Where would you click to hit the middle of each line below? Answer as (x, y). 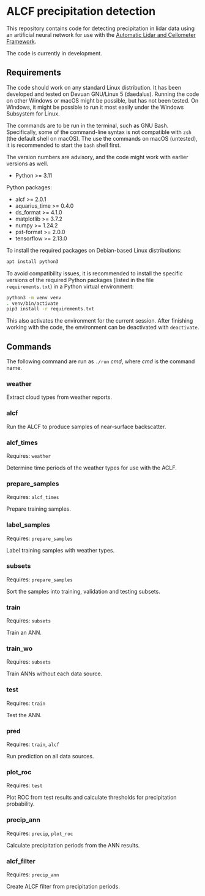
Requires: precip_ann (33, 874)
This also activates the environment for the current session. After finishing (100, 321)
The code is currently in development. (54, 53)
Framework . (21, 41)
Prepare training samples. (39, 509)
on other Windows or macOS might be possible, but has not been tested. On (102, 100)
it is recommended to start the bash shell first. (64, 145)
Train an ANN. (24, 633)
